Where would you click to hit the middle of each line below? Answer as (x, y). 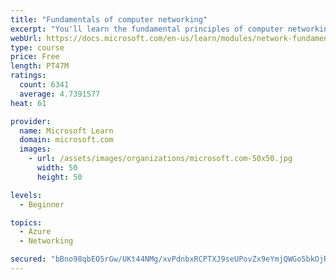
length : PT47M (40, 66)
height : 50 (59, 177)
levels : (26, 195)
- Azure (35, 232)
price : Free (35, 57)
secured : (28, 259)
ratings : (28, 76)
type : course (37, 47)
